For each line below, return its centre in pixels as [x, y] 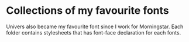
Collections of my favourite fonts [88, 11]
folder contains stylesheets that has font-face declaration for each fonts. [94, 32]
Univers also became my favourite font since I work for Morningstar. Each [95, 26]
